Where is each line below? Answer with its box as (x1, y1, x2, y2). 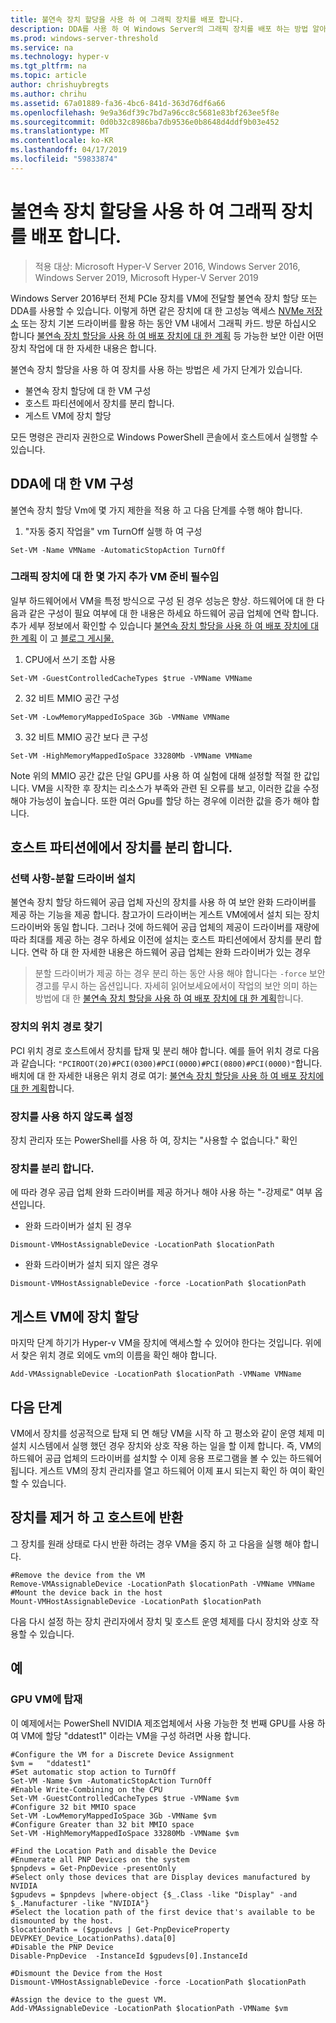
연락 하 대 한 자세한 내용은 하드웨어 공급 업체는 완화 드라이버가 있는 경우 (31, 946, 312, 958)
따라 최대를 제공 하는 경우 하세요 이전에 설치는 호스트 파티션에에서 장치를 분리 (10, 934, 312, 946)
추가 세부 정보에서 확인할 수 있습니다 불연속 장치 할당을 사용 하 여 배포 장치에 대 (10, 619, 320, 631)
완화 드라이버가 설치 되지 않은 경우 (24, 1259, 159, 1271)
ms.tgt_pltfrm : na (10, 61, 87, 71)
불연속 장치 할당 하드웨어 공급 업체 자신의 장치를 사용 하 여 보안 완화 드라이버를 (10, 896, 317, 908)
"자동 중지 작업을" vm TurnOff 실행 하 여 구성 (24, 525, 203, 537)
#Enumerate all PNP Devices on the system (10, 1854, 190, 1865)
